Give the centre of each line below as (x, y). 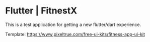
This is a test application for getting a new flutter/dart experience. (73, 24)
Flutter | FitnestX (41, 11)
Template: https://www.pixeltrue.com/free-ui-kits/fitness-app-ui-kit (75, 34)
